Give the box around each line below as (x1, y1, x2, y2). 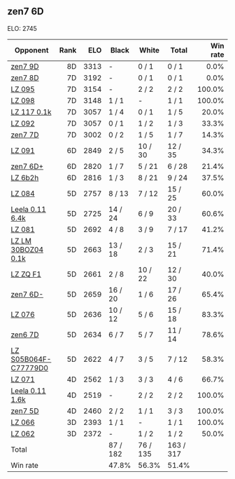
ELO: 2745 (7, 24, 37, 32)
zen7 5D (10, 406, 39, 416)
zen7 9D (10, 61, 39, 71)
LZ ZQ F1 (10, 269, 42, 279)
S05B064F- (10, 354, 52, 364)
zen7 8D (10, 73, 39, 83)
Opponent (14, 45, 49, 55)
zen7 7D (10, 130, 39, 140)
